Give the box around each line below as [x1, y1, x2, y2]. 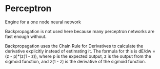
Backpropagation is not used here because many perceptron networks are [5, 28, 155, 34]
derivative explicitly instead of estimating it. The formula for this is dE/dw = [5, 48, 156, 54]
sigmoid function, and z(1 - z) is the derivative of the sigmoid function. [5, 58, 146, 64]
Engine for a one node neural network [5, 19, 81, 25]
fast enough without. [5, 34, 47, 39]
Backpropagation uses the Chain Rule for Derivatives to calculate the [5, 43, 143, 49]
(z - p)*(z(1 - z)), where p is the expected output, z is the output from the [5, 53, 151, 59]
